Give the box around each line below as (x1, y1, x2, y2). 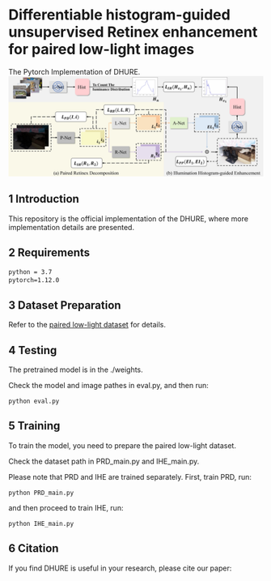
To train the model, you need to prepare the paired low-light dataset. (8, 440, 237, 451)
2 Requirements (8, 246, 91, 259)
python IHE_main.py (8, 519, 74, 528)
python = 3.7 (8, 268, 53, 276)
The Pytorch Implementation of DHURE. (8, 66, 141, 76)
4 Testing (8, 343, 57, 357)
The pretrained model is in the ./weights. (8, 365, 143, 374)
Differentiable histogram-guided (8, 6, 231, 24)
